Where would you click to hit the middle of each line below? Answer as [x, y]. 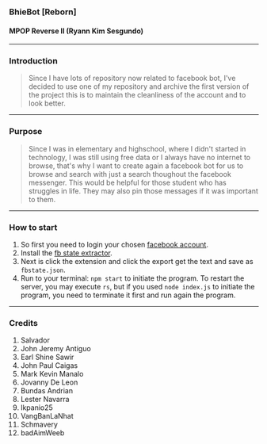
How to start [33, 227]
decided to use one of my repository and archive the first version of [139, 86]
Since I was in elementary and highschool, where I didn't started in [137, 148]
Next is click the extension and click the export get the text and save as [137, 262]
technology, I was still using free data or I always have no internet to [139, 157]
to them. [42, 199]
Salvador [35, 340]
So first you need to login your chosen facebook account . [114, 245]
